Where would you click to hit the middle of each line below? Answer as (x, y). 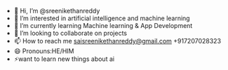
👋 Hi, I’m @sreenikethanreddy (57, 11)
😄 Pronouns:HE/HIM (44, 51)
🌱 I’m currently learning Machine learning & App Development (103, 26)
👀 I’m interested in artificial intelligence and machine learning (102, 18)
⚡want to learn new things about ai (64, 59)
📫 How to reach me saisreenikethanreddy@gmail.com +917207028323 (118, 41)
